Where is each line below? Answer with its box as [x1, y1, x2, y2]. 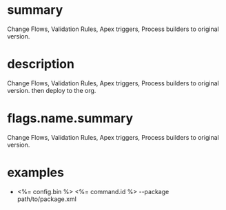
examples [7, 165, 64, 180]
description [7, 56, 74, 72]
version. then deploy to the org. [7, 86, 96, 94]
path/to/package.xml [17, 195, 77, 203]
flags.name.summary [7, 111, 134, 126]
